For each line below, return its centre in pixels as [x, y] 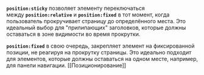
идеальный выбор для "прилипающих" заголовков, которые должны [96, 27]
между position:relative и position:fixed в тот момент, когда [88, 15]
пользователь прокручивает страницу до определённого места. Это [96, 21]
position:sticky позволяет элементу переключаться [76, 8]
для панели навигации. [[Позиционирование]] [66, 65]
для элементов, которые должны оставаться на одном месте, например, [102, 59]
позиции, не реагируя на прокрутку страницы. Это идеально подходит [99, 52]
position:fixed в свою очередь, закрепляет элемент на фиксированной [100, 46]
